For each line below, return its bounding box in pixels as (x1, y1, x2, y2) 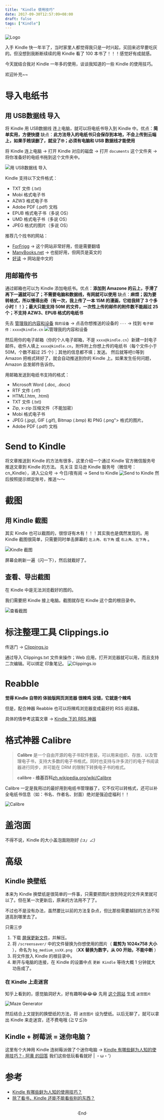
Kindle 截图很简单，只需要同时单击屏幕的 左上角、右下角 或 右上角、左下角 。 (5, 536, 152, 542)
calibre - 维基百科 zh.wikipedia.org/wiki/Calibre (17, 774, 112, 781)
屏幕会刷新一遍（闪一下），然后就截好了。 (5, 557, 89, 563)
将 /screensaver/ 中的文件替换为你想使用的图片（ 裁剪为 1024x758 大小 (12, 941, 158, 947)
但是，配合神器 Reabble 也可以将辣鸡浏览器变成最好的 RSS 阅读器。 (5, 705, 142, 711)
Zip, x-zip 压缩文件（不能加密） (12, 405, 76, 411)
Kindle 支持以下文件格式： (5, 175, 58, 181)
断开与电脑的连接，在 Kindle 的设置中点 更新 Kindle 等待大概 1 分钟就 (12, 959, 151, 965)
